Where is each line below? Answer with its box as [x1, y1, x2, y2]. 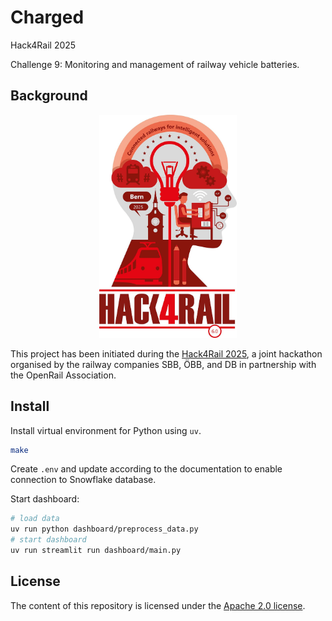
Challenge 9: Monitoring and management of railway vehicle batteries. [10, 58, 300, 70]
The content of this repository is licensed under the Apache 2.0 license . [10, 599, 306, 611]
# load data [10, 514, 60, 524]
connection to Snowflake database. [10, 474, 157, 486]
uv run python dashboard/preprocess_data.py [10, 524, 199, 535]
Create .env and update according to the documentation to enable [10, 463, 283, 475]
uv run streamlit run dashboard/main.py [10, 546, 182, 556]
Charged [10, 6, 85, 29]
